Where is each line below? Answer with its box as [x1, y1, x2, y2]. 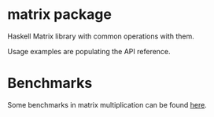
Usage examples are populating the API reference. [7, 46, 171, 56]
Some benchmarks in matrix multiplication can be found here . [7, 100, 208, 109]
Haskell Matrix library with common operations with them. [7, 31, 194, 41]
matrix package [7, 5, 112, 24]
